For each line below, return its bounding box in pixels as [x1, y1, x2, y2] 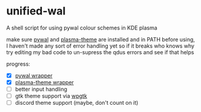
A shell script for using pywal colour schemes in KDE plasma [6, 24, 157, 31]
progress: [6, 60, 30, 67]
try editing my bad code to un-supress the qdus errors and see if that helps [6, 48, 194, 55]
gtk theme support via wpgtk [15, 92, 88, 100]
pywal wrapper [15, 72, 53, 79]
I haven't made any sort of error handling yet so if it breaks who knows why [6, 42, 195, 49]
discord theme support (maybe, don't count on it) [15, 99, 139, 107]
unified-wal [6, 4, 66, 18]
